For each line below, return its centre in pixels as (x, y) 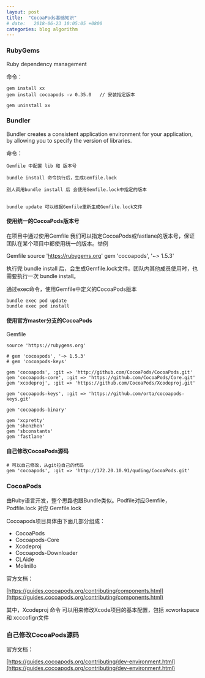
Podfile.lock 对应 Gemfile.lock (44, 508)
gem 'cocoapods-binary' (37, 410)
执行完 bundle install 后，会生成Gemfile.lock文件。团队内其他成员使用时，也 (102, 269)
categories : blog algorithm (42, 29)
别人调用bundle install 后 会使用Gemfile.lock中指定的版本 (76, 190)
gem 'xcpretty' (26, 421)
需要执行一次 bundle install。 (43, 276)
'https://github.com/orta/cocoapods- (136, 394)
